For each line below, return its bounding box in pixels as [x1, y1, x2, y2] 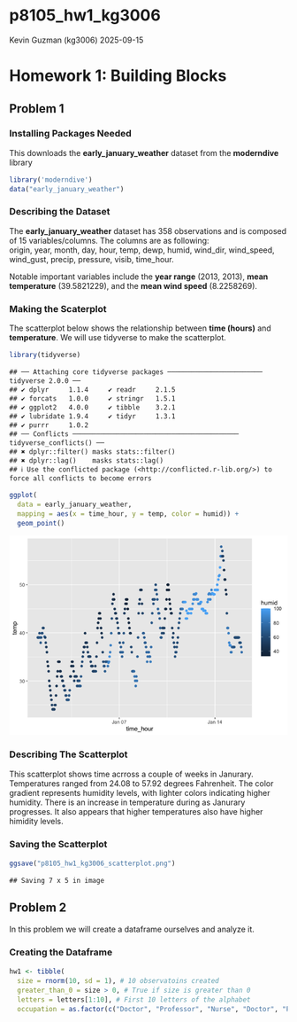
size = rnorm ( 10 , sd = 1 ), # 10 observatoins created [17, 976, 219, 985]
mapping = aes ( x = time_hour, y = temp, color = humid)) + [17, 509, 240, 519]
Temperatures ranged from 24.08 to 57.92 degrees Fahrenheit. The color [9, 777, 274, 789]
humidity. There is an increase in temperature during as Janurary [9, 797, 246, 807]
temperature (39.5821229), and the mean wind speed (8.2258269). [9, 280, 258, 291]
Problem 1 [9, 101, 65, 116]
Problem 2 [9, 901, 67, 916]
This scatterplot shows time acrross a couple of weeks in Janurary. [9, 768, 254, 779]
